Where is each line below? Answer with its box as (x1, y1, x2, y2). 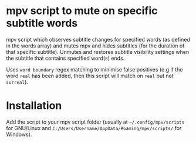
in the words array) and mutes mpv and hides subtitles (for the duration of (6, 42, 185, 49)
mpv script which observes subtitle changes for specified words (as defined (6, 36, 191, 43)
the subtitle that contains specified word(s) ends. (6, 55, 125, 62)
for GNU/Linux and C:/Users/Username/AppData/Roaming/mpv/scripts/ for (6, 124, 182, 131)
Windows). (6, 131, 32, 138)
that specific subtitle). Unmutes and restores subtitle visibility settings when (6, 48, 190, 55)
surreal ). (6, 78, 28, 86)
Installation (6, 99, 62, 113)
